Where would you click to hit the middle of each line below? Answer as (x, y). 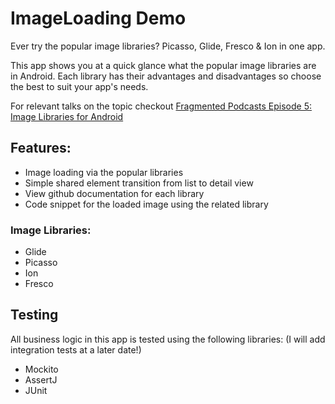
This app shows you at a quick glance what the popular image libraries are (163, 65)
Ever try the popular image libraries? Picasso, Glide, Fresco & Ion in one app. (168, 46)
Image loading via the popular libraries (104, 172)
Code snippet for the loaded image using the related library (146, 204)
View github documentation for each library (114, 193)
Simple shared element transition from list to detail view (139, 183)
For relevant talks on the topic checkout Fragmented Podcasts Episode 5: (161, 106)
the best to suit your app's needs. (79, 86)
